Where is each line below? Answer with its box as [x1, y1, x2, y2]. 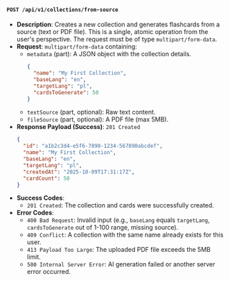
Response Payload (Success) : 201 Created [16, 123, 141, 131]
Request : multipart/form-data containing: [16, 42, 138, 51]
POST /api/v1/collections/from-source [6, 6, 118, 13]
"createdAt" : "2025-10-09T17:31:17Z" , [23, 168, 135, 176]
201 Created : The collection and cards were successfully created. [26, 201, 214, 210]
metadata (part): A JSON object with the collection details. [26, 50, 192, 58]
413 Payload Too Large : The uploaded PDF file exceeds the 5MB [26, 246, 211, 254]
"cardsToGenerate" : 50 [33, 89, 99, 96]
